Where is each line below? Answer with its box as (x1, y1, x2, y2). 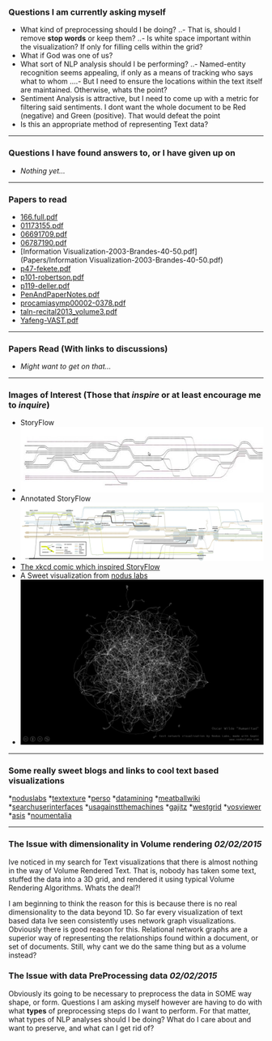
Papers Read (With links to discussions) (8, 343, 168, 354)
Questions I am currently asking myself (8, 6, 166, 18)
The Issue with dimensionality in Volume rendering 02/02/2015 (8, 838, 262, 850)
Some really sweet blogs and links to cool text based (8, 765, 219, 776)
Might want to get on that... (19, 361, 112, 371)
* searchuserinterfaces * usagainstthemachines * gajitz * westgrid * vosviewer (8, 802, 261, 812)
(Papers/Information (19, 254, 87, 265)
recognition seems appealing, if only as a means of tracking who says (19, 68, 253, 78)
